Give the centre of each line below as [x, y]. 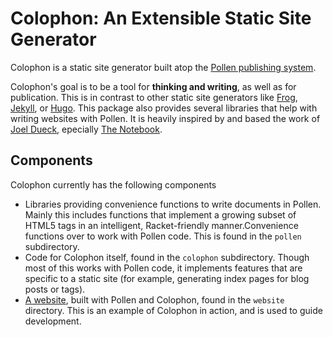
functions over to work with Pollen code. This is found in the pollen [163, 236]
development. [53, 321]
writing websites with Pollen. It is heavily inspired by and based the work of [165, 118]
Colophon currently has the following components [113, 184]
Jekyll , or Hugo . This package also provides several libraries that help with [164, 108]
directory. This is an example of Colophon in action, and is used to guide [173, 310]
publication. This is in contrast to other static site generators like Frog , [154, 97]
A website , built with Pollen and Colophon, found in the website [154, 299]
